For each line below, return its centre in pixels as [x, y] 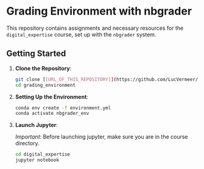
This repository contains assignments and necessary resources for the [95, 28]
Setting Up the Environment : [51, 97]
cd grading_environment [45, 85]
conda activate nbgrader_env [52, 114]
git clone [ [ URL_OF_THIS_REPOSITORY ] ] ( [66, 79]
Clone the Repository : [43, 68]
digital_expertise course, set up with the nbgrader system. [81, 34]
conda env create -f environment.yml [63, 108]
